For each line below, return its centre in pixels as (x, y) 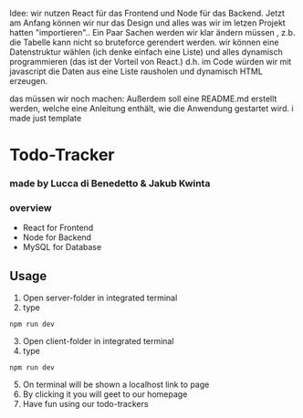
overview (31, 208)
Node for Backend (57, 237)
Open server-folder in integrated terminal (100, 298)
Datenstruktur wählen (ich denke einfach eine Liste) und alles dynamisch (146, 52)
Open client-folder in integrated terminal (98, 341)
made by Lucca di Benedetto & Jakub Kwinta (110, 183)
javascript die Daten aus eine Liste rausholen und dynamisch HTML (136, 71)
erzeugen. (29, 81)
